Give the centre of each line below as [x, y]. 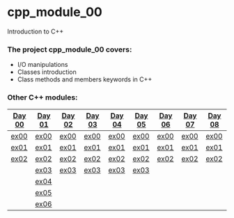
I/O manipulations [42, 65]
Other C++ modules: [42, 98]
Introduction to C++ [36, 31]
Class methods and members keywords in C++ [85, 79]
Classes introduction [47, 72]
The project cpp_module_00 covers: [70, 49]
